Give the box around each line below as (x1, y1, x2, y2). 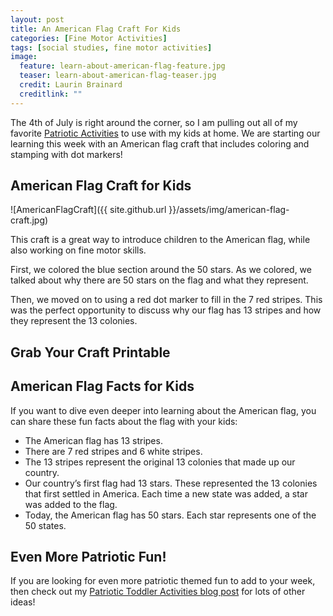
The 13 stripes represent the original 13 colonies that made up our (24, 456, 296, 468)
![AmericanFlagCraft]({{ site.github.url (10, 204, 167, 216)
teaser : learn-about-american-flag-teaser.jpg (19, 71, 217, 81)
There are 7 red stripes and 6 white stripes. (24, 445, 203, 457)
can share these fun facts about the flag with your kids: (10, 415, 238, 427)
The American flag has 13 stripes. (24, 434, 163, 446)
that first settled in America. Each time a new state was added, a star (24, 487, 308, 500)
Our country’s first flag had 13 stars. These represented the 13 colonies (24, 477, 318, 489)
